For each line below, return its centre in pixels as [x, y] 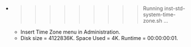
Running [153, 8]
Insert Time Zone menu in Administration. [70, 32]
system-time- [159, 15]
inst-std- [175, 8]
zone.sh [153, 21]
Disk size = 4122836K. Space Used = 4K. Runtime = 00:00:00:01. [99, 38]
